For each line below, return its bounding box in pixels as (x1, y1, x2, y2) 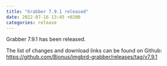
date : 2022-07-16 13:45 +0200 (6, 14, 81, 20)
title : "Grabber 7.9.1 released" (6, 8, 89, 15)
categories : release (6, 19, 57, 25)
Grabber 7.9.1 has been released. (6, 36, 86, 43)
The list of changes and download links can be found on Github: (6, 47, 162, 54)
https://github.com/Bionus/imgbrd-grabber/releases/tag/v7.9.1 (6, 54, 158, 61)
